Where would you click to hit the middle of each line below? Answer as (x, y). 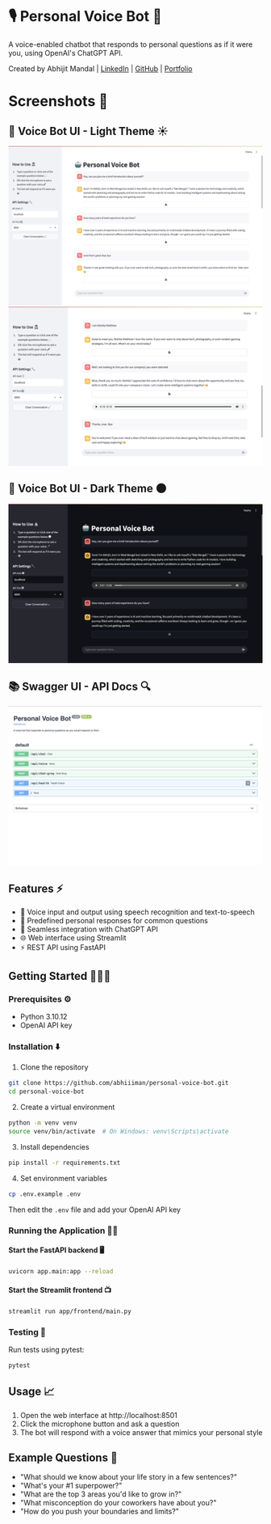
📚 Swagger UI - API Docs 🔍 (79, 687)
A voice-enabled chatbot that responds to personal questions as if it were (131, 44)
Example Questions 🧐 (63, 1458)
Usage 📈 (31, 1392)
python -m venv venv (43, 1123)
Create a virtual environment (67, 1107)
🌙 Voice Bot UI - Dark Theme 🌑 (88, 489)
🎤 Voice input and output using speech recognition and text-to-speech (138, 912)
